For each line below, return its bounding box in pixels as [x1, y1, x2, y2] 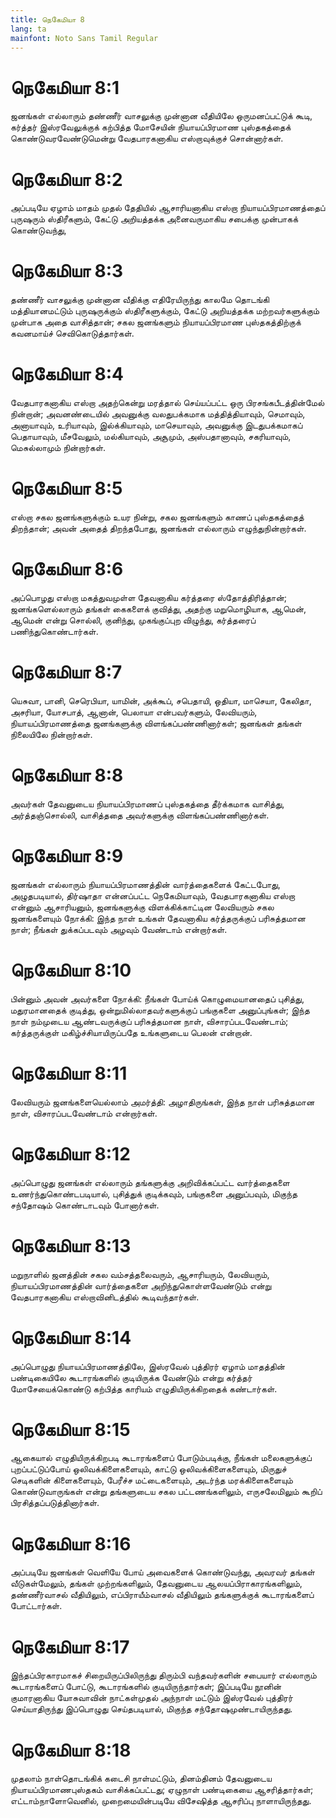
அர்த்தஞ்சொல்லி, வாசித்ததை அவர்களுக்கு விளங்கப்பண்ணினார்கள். [10, 809, 270, 821]
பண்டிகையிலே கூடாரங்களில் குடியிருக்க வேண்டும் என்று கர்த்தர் [10, 1371, 253, 1383]
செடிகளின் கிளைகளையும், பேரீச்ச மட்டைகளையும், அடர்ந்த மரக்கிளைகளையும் [10, 1474, 293, 1486]
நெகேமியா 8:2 [10, 168, 123, 191]
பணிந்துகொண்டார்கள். [10, 626, 99, 637]
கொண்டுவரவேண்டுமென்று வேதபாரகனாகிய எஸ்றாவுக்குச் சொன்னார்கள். [10, 132, 284, 145]
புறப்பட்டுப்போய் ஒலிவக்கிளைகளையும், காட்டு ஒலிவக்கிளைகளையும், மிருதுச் [10, 1463, 287, 1475]
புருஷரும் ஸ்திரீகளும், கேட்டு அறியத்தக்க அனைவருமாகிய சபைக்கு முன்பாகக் [10, 213, 299, 225]
